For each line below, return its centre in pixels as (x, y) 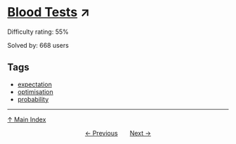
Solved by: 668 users (38, 45)
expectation (35, 84)
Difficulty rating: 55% (38, 32)
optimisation (35, 91)
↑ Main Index (27, 119)
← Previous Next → (118, 133)
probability (33, 99)
